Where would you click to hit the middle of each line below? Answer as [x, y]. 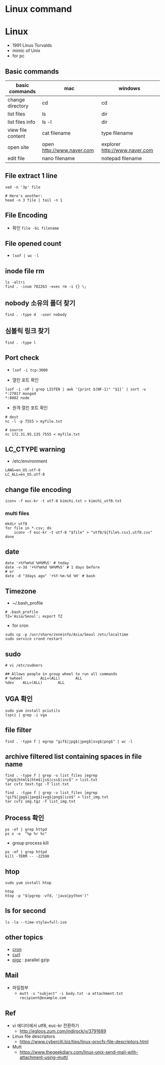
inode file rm [25, 271]
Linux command [39, 9]
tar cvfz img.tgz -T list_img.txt [41, 801]
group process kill [30, 843]
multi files [17, 513]
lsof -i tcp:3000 [30, 370]
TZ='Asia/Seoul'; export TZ [34, 616]
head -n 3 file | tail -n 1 [34, 200]
